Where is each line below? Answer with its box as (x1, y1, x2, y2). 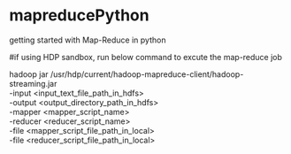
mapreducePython (9, 5, 149, 26)
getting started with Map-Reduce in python (9, 35, 166, 45)
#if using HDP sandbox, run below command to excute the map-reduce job (9, 51, 283, 62)
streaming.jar (9, 78, 57, 89)
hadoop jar (9, 68, 49, 80)
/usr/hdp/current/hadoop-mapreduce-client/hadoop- (50, 68, 244, 80)
